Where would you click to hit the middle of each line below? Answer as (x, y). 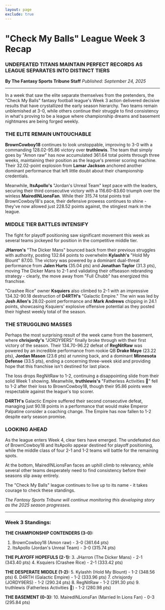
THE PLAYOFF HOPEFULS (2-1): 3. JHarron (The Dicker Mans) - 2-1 (74, 557)
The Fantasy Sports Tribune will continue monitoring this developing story (80, 500)
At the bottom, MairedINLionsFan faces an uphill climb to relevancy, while (79, 465)
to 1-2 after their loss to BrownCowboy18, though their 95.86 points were (79, 386)
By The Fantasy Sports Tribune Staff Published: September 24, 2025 (76, 81)
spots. (12, 456)
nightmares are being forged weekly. (42, 121)
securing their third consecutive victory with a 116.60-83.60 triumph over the (82, 191)
